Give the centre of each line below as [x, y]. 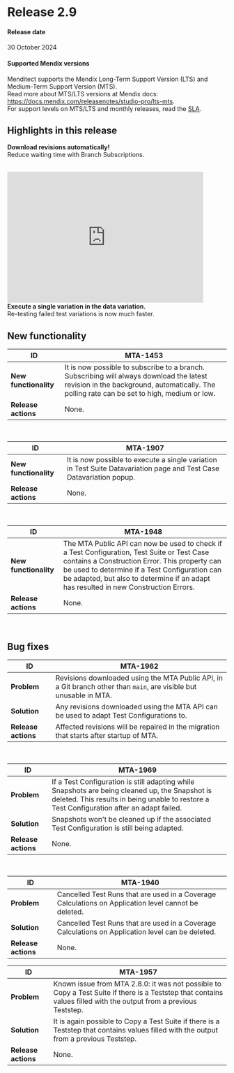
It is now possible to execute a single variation [142, 460]
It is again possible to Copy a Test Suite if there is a [136, 1021]
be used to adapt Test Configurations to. [121, 716]
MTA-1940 [140, 882]
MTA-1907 [145, 448]
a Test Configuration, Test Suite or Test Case [136, 552]
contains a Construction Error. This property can [142, 561]
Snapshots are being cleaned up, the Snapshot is [132, 791]
